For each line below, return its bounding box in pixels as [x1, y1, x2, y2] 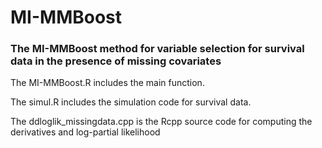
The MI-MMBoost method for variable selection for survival [10, 42, 305, 56]
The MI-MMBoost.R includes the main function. [10, 77, 205, 89]
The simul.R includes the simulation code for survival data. [10, 96, 252, 108]
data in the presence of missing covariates [10, 54, 222, 68]
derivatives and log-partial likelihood [10, 126, 161, 138]
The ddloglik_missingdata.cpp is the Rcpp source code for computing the [10, 116, 313, 128]
